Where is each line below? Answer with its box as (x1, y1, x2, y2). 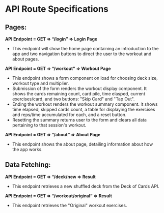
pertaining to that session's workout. (12, 122, 87, 128)
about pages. (12, 56, 39, 62)
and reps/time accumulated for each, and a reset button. (12, 112, 127, 118)
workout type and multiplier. (12, 80, 69, 86)
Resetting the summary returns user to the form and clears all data (12, 117, 147, 122)
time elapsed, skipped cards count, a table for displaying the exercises (12, 107, 156, 112)
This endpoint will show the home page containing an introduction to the (12, 46, 159, 51)
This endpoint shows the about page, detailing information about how (12, 141, 153, 147)
